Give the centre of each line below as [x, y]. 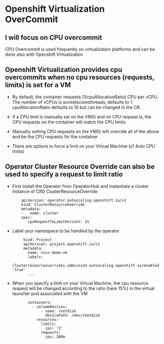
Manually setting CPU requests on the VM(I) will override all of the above [85, 131]
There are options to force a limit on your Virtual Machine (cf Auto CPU [83, 146]
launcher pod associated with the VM [50, 293]
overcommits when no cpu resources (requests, [80, 78]
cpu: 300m [55, 337]
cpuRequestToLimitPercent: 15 [59, 222]
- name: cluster [40, 213]
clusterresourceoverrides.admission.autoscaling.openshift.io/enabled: [87, 265]
